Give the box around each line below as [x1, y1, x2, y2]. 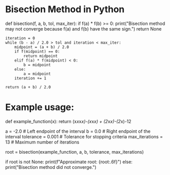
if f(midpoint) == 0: [14, 49, 60, 54]
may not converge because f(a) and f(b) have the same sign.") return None [5, 25, 162, 32]
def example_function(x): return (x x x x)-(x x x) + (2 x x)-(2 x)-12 [5, 118, 132, 124]
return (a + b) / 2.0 [5, 84, 51, 90]
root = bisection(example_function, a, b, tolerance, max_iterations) [5, 149, 144, 155]
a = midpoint [23, 71, 51, 76]
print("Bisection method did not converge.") [5, 164, 96, 170]
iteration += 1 [14, 75, 47, 81]
